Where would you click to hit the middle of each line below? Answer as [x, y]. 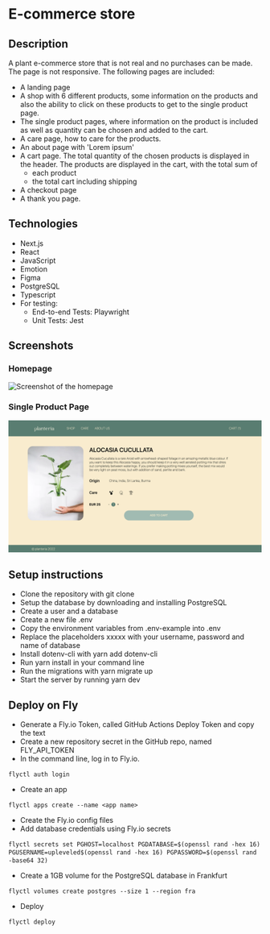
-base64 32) [28, 861]
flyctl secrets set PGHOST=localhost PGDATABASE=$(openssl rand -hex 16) [135, 845]
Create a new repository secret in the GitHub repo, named [116, 741]
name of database [50, 645]
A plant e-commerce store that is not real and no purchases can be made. [131, 63]
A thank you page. [50, 199]
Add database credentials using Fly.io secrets [95, 829]
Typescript [38, 294]
